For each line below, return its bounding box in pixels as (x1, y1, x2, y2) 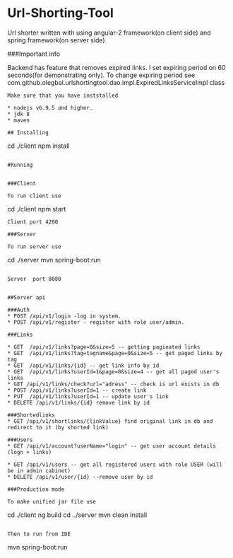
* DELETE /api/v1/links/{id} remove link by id (7, 399, 150, 406)
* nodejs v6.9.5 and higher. (7, 104, 93, 111)
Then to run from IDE (7, 530, 71, 537)
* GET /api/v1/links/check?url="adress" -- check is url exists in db (7, 380, 220, 388)
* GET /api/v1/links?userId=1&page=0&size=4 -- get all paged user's (7, 368, 220, 376)
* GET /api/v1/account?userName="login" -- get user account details (7, 442, 217, 450)
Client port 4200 (7, 218, 59, 226)
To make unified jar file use (7, 498, 97, 505)
